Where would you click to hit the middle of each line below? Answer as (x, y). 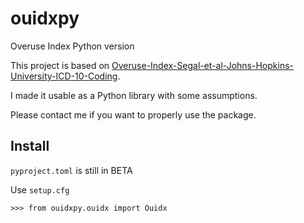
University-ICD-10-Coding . (65, 76)
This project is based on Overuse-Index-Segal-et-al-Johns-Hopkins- (152, 65)
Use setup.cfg (40, 189)
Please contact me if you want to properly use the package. (133, 114)
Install (30, 146)
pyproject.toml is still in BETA (71, 170)
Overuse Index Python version (72, 46)
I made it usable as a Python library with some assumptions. (134, 95)
